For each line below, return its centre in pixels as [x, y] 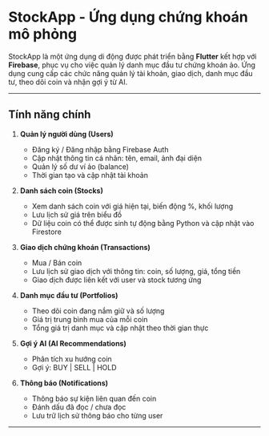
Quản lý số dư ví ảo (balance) [80, 166]
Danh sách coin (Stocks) [62, 190]
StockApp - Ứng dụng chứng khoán [128, 17]
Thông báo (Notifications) [64, 383]
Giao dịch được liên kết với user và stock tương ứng [116, 280]
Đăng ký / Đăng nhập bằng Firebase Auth [100, 149]
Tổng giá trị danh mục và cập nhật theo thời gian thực [120, 328]
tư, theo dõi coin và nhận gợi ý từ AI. [68, 82]
